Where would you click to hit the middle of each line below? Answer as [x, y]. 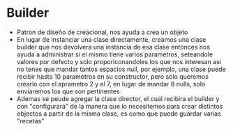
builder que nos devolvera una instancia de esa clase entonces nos [113, 47]
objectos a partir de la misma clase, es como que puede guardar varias [119, 114]
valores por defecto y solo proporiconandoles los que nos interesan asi [119, 61]
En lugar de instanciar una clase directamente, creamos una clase [111, 39]
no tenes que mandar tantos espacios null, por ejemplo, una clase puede [121, 69]
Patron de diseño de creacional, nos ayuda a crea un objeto [102, 32]
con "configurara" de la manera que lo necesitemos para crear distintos [120, 106]
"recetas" [30, 121]
